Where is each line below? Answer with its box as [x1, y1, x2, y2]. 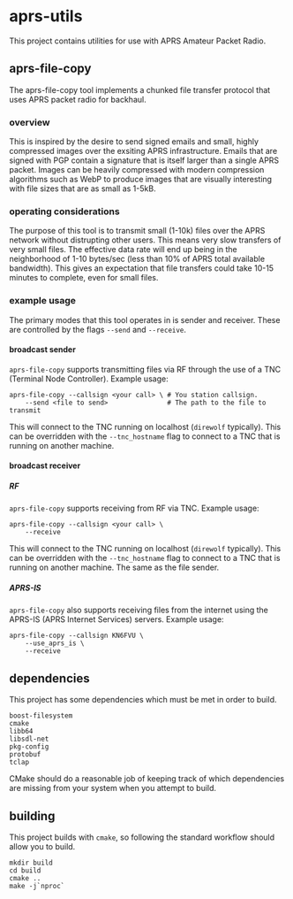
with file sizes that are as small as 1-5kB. [9, 183, 156, 194]
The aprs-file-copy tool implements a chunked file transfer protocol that [9, 84, 271, 95]
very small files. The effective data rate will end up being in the [9, 244, 237, 255]
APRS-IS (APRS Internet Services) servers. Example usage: [9, 614, 224, 625]
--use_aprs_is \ [25, 639, 86, 648]
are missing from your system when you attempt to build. [9, 783, 217, 794]
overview [9, 116, 50, 128]
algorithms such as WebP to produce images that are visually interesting [9, 174, 272, 185]
